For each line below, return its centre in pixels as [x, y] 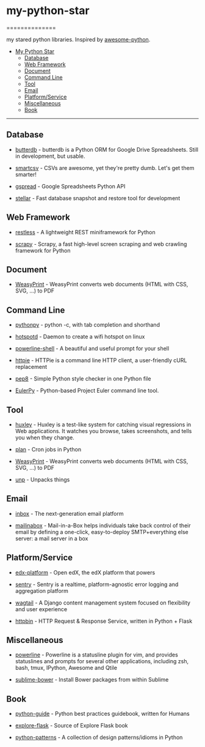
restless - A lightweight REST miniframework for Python [85, 232]
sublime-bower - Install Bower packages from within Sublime [92, 680]
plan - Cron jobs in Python [48, 449]
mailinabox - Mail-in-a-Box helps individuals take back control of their [103, 525]
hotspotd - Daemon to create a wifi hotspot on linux [80, 336]
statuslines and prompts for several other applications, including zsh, [102, 661]
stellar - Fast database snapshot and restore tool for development [98, 198]
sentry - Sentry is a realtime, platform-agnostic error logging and [97, 584]
